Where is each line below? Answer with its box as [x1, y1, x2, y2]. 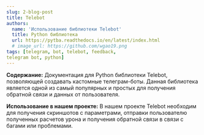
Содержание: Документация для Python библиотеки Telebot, [6, 71, 168, 78]
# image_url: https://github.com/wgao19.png [12, 43, 127, 49]
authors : [6, 20, 29, 26]
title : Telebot [6, 15, 45, 21]
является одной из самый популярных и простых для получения [6, 84, 176, 92]
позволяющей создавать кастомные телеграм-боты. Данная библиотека [6, 78, 198, 85]
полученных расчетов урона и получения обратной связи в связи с [6, 115, 184, 123]
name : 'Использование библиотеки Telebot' [12, 26, 122, 32]
